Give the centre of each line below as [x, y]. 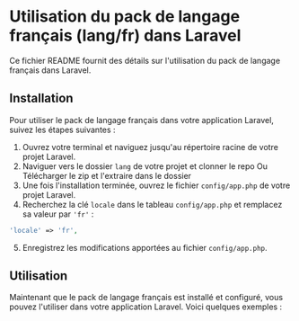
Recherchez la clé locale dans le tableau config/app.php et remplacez [152, 204]
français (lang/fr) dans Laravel [125, 36]
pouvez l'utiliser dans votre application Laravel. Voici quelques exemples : [146, 307]
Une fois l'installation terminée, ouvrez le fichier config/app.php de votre [156, 185]
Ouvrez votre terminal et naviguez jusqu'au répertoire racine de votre [150, 147]
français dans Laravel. [50, 70]
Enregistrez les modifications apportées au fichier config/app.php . [145, 247]
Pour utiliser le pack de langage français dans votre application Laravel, [141, 120]
